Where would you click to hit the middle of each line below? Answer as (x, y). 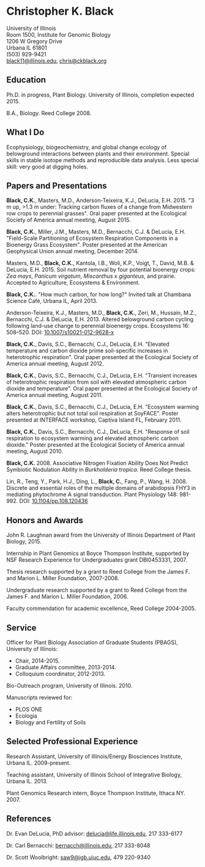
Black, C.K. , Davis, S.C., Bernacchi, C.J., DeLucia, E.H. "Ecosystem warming (102, 407)
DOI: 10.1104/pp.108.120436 (54, 501)
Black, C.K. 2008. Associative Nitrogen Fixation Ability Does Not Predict (97, 463)
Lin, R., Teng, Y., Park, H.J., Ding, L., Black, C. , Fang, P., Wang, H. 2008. (97, 482)
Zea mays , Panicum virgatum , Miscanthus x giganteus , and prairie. (91, 276)
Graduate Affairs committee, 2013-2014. (65, 667)
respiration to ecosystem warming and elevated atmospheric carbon (93, 438)
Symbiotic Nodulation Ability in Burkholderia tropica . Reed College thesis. (99, 470)
